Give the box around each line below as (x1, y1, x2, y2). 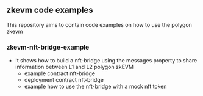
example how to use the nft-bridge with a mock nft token (24, 83, 167, 90)
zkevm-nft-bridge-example (6, 43, 90, 51)
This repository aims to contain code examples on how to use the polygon (6, 21, 192, 28)
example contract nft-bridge (24, 70, 96, 77)
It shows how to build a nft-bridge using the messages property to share (15, 57, 198, 64)
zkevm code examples (6, 5, 93, 15)
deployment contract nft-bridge (24, 76, 104, 84)
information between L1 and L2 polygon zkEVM (15, 64, 134, 71)
